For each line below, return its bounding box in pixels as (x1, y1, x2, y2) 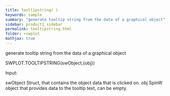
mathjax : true (5, 36, 36, 41)
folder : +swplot (5, 31, 40, 36)
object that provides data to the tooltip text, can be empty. (5, 85, 128, 91)
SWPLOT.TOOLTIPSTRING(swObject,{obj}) (5, 60, 95, 66)
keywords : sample (5, 12, 42, 17)
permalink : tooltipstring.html (5, 27, 72, 32)
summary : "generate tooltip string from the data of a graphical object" (5, 17, 166, 22)
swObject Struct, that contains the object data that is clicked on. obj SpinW (5, 80, 163, 86)
